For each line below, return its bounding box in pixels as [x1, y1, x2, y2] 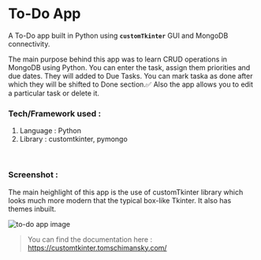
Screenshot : [8, 169, 58, 180]
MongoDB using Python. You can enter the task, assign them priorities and [8, 62, 251, 72]
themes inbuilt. [8, 204, 57, 214]
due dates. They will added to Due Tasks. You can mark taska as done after [8, 71, 253, 80]
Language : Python [19, 126, 81, 136]
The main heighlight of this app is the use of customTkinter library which [8, 187, 244, 197]
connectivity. [8, 39, 50, 48]
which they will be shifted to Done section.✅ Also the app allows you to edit [8, 80, 254, 89]
